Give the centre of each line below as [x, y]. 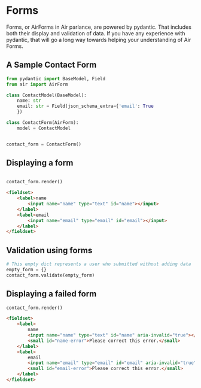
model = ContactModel [44, 128]
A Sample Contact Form [51, 65]
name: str [29, 101]
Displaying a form [40, 163]
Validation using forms [49, 250]
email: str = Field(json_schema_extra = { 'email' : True [85, 106]
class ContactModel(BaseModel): [46, 95]
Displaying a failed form [51, 294]
